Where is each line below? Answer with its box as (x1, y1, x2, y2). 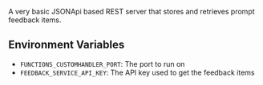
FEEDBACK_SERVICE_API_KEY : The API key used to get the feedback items (19, 68, 255, 77)
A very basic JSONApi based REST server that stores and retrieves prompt (8, 7, 255, 16)
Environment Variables (8, 38, 125, 52)
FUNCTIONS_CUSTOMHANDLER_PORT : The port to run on (19, 59, 185, 68)
